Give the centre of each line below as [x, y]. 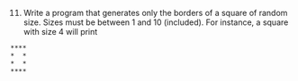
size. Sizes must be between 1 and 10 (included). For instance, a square [156, 22]
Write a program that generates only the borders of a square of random [155, 13]
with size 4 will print [60, 32]
